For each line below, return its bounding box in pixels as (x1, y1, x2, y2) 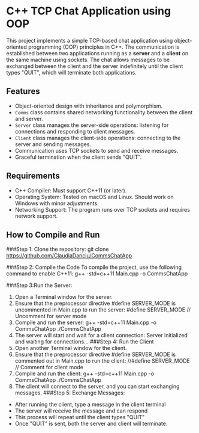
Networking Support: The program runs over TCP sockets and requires (14, 206, 191, 213)
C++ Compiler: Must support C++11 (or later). (14, 186, 127, 194)
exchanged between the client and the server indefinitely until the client (6, 62, 183, 70)
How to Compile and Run (6, 230, 100, 240)
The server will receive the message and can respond (14, 407, 148, 414)
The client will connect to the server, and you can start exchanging (14, 383, 180, 390)
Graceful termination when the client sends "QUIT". (14, 153, 142, 161)
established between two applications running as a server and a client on (6, 49, 189, 57)
